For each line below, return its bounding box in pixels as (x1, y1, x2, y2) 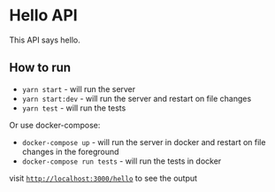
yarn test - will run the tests (21, 103, 126, 113)
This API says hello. (9, 35, 81, 45)
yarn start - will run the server (21, 83, 136, 94)
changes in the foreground (21, 146, 119, 157)
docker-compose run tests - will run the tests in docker (21, 156, 222, 166)
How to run (9, 60, 72, 75)
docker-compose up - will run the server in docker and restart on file (21, 136, 266, 147)
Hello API (9, 5, 78, 26)
